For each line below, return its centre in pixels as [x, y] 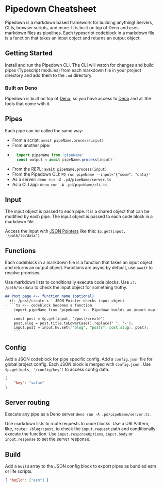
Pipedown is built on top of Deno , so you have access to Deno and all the [78, 99]
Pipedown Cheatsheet [51, 9]
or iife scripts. [19, 471]
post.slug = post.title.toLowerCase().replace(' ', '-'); [73, 323]
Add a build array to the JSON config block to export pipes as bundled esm [81, 466]
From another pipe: [31, 145]
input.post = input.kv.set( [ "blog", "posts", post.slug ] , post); [81, 328]
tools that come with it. [28, 104]
